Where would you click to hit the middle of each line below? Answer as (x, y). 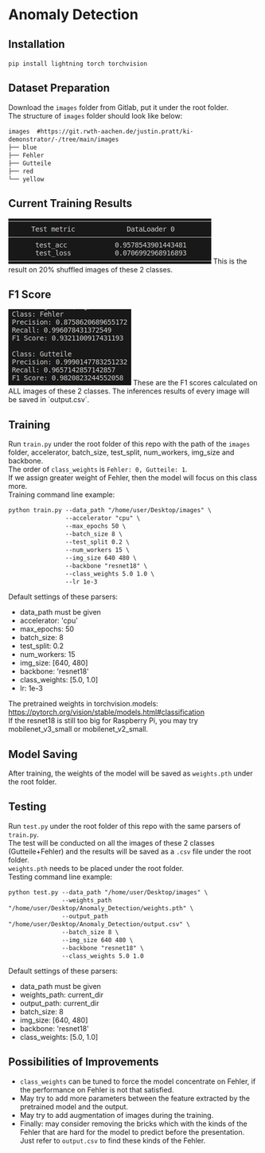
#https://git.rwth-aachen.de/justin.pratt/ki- (115, 131)
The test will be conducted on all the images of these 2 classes (111, 842)
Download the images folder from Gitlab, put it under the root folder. (119, 107)
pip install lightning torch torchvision (78, 64)
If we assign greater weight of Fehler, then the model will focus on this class (132, 478)
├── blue (23, 147)
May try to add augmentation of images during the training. (117, 1115)
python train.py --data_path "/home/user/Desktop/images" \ (110, 510)
